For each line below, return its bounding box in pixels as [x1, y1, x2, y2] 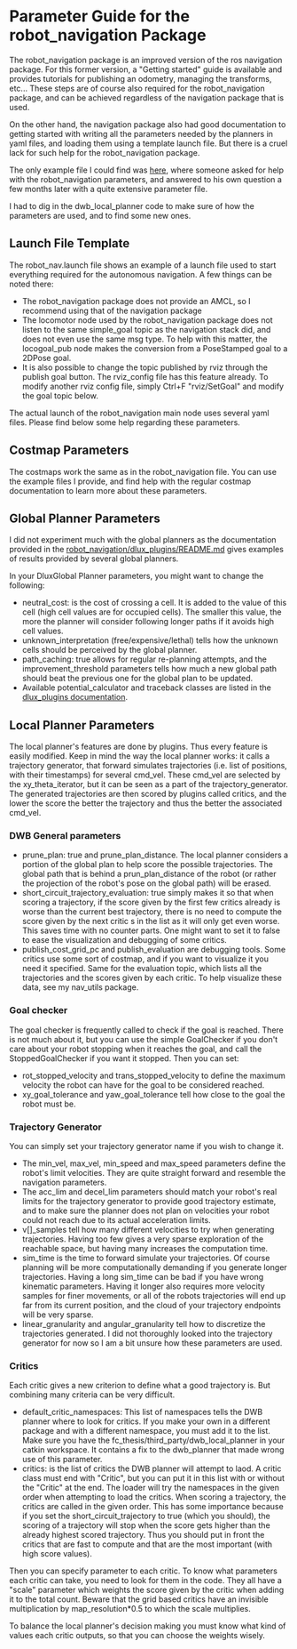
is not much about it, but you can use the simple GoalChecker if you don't [9, 1034, 278, 1044]
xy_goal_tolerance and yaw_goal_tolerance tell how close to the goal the [21, 1089, 285, 1099]
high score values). [21, 1548, 93, 1559]
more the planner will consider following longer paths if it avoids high [21, 616, 275, 627]
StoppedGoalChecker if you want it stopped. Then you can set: [9, 1052, 239, 1064]
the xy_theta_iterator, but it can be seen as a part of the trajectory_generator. [9, 779, 288, 790]
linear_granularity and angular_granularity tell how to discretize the [21, 1319, 266, 1330]
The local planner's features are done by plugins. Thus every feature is [9, 741, 269, 752]
